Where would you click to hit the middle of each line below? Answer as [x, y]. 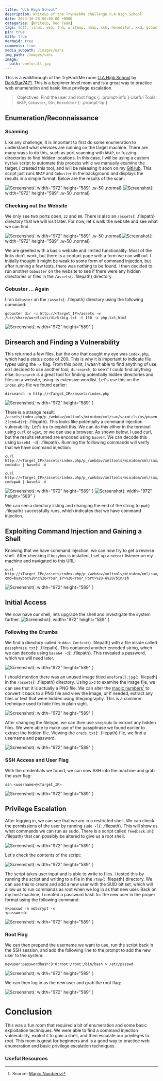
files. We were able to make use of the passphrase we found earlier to [75, 727]
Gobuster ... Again [27, 289]
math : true [16, 37]
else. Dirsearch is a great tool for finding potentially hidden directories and [79, 374]
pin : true [15, 32]
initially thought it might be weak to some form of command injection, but [78, 261]
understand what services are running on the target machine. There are [76, 147]
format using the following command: [42, 900]
